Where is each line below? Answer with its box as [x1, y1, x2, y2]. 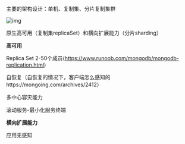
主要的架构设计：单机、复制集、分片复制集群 [6, 5, 116, 12]
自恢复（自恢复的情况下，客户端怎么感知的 [6, 74, 111, 80]
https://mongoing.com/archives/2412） [6, 81, 102, 88]
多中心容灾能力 [6, 94, 43, 101]
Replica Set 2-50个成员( [6, 55, 65, 61]
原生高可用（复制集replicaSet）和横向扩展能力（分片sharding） [6, 29, 162, 36]
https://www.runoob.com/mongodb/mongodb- [64, 55, 180, 61]
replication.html [6, 61, 45, 68]
